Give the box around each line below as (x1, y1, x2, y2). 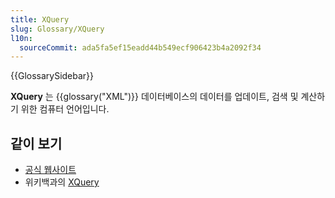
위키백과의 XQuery (24, 176, 100, 188)
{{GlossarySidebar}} (10, 70, 95, 82)
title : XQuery (10, 14, 70, 25)
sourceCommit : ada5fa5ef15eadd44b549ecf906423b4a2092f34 (19, 42, 262, 53)
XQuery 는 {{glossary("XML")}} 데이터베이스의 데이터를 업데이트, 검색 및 (10, 91, 299, 103)
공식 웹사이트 (24, 164, 77, 176)
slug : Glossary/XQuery (10, 24, 105, 34)
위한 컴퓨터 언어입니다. (20, 103, 110, 115)
